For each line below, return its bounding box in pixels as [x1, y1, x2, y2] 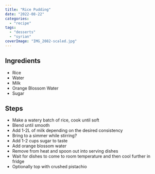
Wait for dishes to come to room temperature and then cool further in [12, 154, 151, 159]
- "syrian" [9, 35, 32, 39]
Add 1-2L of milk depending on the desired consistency [12, 127, 123, 134]
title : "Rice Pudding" [5, 7, 51, 12]
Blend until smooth [12, 122, 50, 128]
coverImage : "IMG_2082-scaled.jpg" [5, 39, 77, 44]
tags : [5, 25, 16, 30]
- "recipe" [9, 20, 32, 26]
